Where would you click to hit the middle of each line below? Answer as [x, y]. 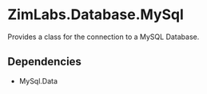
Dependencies [44, 62]
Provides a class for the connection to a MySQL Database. [103, 37]
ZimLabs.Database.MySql [96, 15]
